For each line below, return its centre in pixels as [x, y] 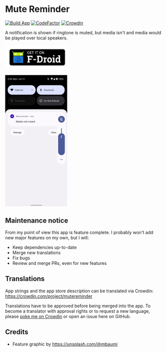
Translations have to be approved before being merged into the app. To [78, 306]
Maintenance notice [37, 220]
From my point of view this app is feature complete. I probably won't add [79, 233]
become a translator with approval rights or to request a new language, [78, 311]
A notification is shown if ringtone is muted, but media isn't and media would [83, 32]
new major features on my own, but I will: [47, 238]
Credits [17, 332]
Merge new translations [36, 253]
